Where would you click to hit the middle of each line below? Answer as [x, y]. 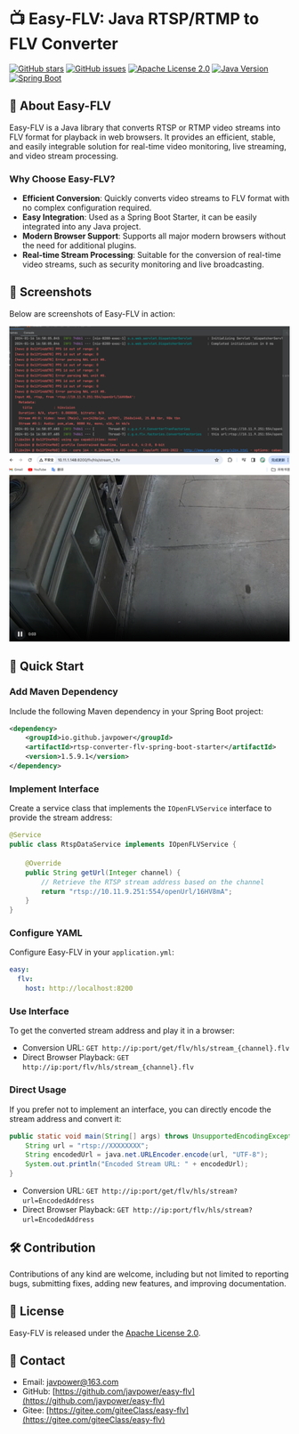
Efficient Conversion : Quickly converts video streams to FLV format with [156, 198]
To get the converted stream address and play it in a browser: [122, 1031]
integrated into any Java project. [81, 227]
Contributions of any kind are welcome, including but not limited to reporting [149, 1274]
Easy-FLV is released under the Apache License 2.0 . [105, 1333]
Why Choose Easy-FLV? [62, 179]
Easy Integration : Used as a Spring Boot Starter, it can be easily [139, 217]
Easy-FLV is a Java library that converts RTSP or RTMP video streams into [145, 127]
